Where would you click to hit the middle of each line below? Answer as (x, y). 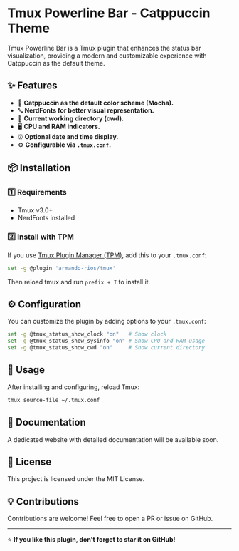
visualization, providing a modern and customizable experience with (107, 56)
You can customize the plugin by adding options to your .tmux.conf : (107, 321)
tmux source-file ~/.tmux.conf (54, 400)
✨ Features (32, 86)
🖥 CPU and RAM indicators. (59, 126)
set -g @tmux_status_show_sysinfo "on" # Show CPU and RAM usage (106, 341)
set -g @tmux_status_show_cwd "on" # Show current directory (106, 348)
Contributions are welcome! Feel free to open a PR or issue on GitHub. (110, 519)
